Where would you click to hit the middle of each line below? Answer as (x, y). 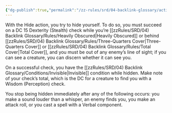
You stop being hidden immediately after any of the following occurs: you (82, 93)
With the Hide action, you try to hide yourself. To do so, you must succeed (84, 25)
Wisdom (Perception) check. (35, 84)
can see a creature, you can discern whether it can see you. (69, 58)
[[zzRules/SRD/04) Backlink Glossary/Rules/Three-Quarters (68, 41)
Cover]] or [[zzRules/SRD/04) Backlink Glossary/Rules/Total (88, 46)
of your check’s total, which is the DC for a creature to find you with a (79, 78)
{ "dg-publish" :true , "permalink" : (41, 10)
